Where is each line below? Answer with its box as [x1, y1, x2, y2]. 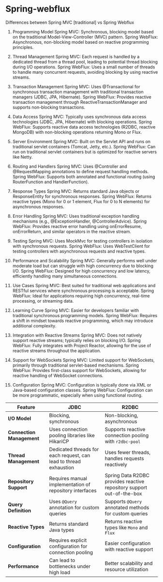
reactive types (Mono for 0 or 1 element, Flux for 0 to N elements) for [12, 198, 150, 204]
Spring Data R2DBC [104, 472, 149, 479]
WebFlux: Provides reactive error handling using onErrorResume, [12, 223, 142, 229]
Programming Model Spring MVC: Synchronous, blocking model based [12, 29, 154, 34]
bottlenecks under [49, 563, 91, 569]
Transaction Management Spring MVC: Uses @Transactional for [12, 83, 141, 89]
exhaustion [49, 464, 74, 471]
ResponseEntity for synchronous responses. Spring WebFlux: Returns [12, 193, 152, 199]
